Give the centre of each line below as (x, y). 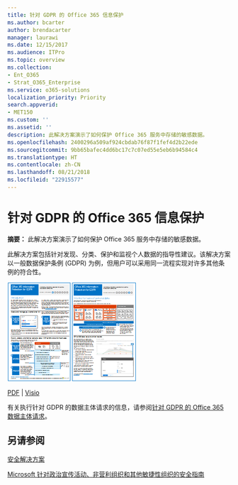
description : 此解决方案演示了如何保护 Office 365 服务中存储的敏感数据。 (108, 135)
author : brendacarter (39, 30)
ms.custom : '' (28, 120)
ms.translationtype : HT (42, 157)
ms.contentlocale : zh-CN (44, 165)
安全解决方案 (26, 459)
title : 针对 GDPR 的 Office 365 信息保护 (66, 15)
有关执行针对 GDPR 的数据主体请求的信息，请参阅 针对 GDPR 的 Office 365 (116, 407)
